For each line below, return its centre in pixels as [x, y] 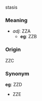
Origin [13, 50]
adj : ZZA [22, 31]
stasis [11, 7]
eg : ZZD [14, 84]
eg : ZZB [28, 37]
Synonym [17, 73]
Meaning [16, 20]
